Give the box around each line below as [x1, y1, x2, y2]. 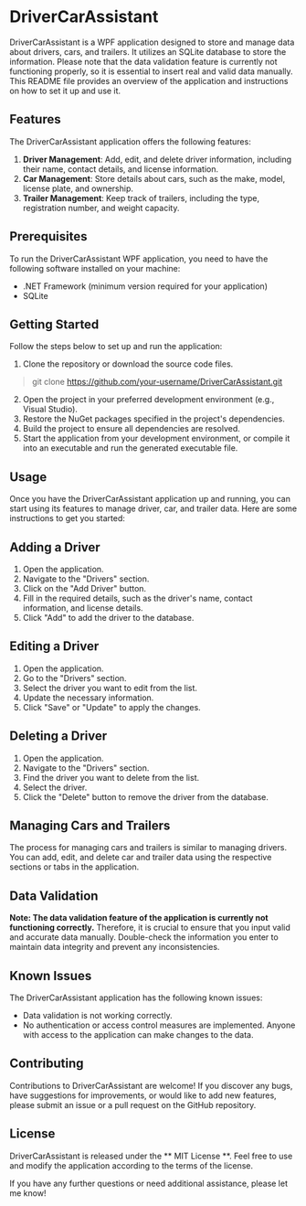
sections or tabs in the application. [9, 861, 140, 872]
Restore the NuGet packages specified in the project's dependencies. [22, 413, 285, 424]
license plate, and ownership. [22, 183, 134, 194]
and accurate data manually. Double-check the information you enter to [9, 932, 279, 943]
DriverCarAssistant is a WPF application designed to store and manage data [9, 37, 295, 48]
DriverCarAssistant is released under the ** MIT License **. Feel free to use [9, 1150, 293, 1161]
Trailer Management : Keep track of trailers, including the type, [22, 192, 260, 203]
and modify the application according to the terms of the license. [9, 1159, 254, 1171]
